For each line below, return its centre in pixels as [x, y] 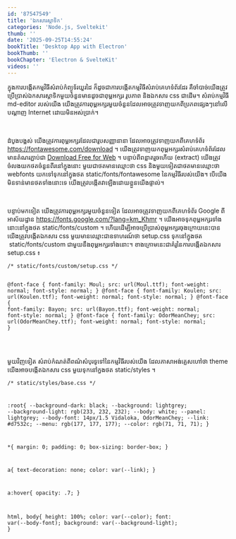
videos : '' [23, 66]
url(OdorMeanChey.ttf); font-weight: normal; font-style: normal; [107, 321]
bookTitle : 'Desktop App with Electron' [68, 47]
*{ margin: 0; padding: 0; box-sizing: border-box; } [88, 447]
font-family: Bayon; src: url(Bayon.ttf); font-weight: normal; [104, 309]
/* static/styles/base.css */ [52, 383]
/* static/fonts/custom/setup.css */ [63, 266]
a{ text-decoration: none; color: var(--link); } [82, 470]
